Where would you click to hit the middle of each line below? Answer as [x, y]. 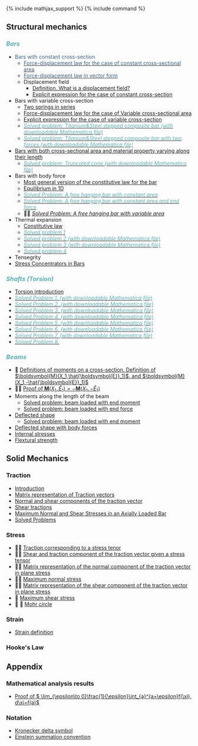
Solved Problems [35, 520]
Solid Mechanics [37, 459]
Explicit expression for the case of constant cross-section [102, 94]
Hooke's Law [25, 648]
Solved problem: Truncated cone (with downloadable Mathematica [105, 163]
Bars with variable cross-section [54, 100]
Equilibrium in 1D [44, 188]
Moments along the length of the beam [62, 396]
